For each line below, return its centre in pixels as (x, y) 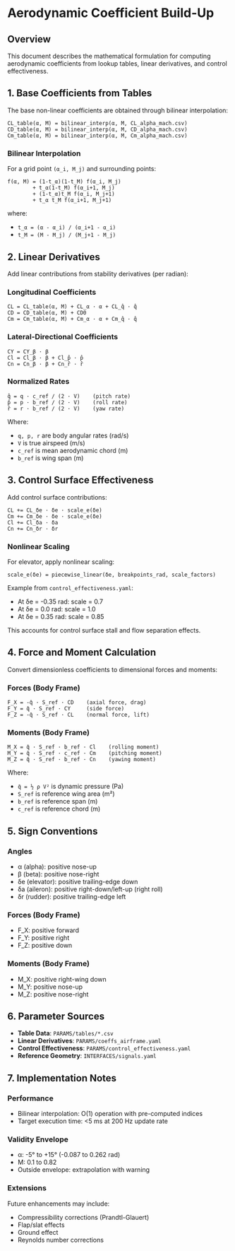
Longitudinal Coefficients (52, 292)
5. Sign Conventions (53, 831)
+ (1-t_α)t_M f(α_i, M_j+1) (74, 194)
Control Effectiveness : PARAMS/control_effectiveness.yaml (104, 1048)
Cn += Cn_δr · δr (33, 529)
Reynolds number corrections (61, 1240)
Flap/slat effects (41, 1225)
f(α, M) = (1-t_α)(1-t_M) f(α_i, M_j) (64, 182)
